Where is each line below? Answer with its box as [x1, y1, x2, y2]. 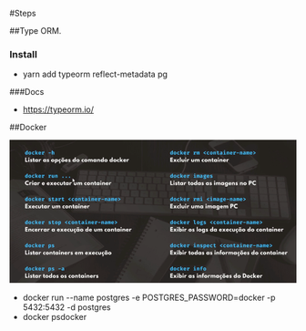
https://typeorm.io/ [22, 104, 94, 115]
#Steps [9, 8, 36, 18]
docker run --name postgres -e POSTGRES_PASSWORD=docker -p [22, 292, 276, 303]
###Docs [9, 87, 45, 98]
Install [9, 47, 38, 60]
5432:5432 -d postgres [22, 301, 111, 313]
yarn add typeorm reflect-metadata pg [22, 68, 168, 80]
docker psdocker [22, 311, 87, 322]
